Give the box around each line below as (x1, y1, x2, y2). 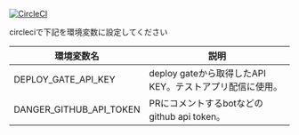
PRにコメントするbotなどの (149, 98, 264, 109)
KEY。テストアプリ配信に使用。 (149, 81, 283, 92)
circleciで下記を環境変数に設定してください (9, 27, 168, 37)
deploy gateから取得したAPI (149, 67, 267, 79)
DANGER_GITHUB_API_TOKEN (13, 103, 141, 115)
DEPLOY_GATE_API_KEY (13, 74, 116, 85)
